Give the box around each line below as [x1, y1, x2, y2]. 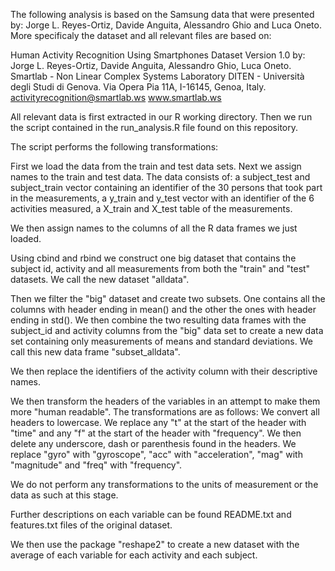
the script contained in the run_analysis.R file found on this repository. [10, 122, 299, 133]
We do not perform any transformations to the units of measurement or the [10, 479, 319, 490]
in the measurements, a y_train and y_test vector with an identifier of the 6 [10, 192, 315, 204]
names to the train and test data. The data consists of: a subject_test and [10, 171, 311, 183]
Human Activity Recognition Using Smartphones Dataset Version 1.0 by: [10, 49, 306, 61]
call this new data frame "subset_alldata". [10, 346, 181, 358]
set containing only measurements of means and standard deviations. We [10, 335, 313, 347]
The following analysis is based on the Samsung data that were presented [10, 9, 315, 20]
